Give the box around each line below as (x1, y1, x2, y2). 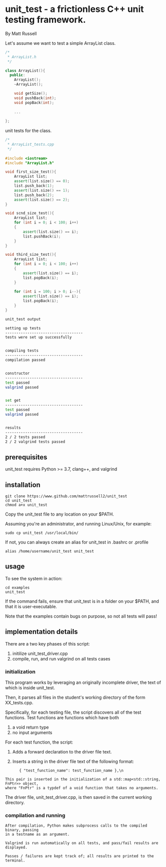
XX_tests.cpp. (5, 699, 34, 705)
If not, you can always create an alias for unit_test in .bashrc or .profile (5, 539, 149, 545)
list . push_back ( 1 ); (14, 183, 55, 189)
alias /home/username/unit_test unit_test (5, 549, 94, 554)
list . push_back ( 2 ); (14, 193, 55, 198)
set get (5, 398, 21, 403)
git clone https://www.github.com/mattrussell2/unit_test (5, 494, 127, 499)
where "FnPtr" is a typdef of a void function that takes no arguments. (5, 785, 159, 790)
